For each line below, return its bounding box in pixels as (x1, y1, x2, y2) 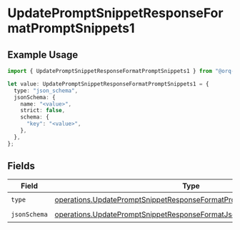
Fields (7, 160, 36, 172)
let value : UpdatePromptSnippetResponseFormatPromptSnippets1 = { (7, 80, 209, 87)
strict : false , (20, 107, 66, 114)
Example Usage (7, 49, 79, 61)
